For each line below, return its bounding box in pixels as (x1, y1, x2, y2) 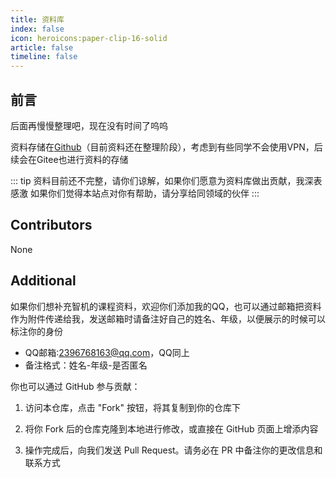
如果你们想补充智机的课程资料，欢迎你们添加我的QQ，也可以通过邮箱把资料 (10, 300, 322, 312)
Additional (10, 272, 77, 290)
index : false (10, 24, 65, 34)
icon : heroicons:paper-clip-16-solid (10, 33, 168, 43)
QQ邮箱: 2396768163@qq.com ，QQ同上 (24, 346, 190, 358)
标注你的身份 (10, 325, 63, 337)
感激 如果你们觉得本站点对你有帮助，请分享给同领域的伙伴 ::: (10, 187, 260, 199)
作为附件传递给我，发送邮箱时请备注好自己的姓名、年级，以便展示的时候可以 (10, 312, 326, 325)
